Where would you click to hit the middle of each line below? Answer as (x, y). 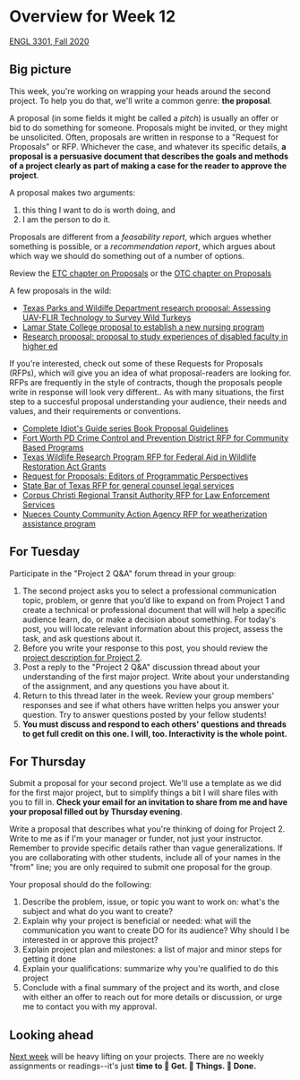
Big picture (40, 69)
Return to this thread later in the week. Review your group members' (148, 696)
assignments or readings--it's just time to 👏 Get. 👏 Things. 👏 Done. (133, 1066)
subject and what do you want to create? (97, 912)
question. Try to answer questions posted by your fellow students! (144, 714)
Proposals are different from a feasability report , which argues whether (141, 237)
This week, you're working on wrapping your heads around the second (140, 91)
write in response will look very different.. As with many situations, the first (147, 392)
